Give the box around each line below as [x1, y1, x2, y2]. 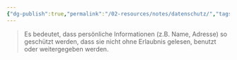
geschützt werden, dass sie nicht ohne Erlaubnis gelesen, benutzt [23, 37, 216, 46]
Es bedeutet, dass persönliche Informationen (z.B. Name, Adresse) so [23, 30, 228, 38]
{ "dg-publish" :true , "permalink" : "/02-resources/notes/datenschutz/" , [6, 10, 216, 18]
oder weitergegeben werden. [23, 44, 109, 53]
